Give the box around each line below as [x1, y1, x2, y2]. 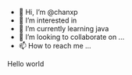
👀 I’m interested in [18, 16, 77, 25]
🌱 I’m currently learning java [18, 24, 109, 33]
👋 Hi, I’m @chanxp [18, 8, 79, 16]
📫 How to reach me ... [18, 41, 91, 50]
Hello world [7, 59, 45, 68]
